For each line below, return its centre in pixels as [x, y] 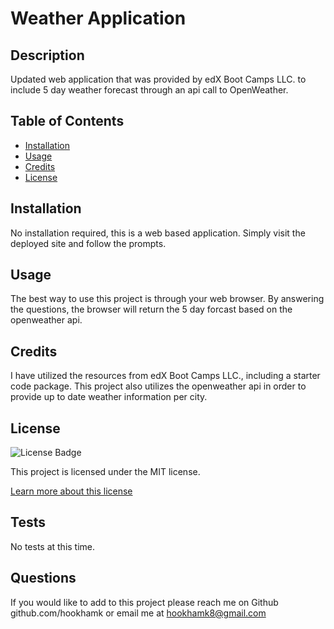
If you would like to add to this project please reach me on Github [144, 602]
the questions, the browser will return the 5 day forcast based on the [151, 309]
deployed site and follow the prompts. [88, 243]
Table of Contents [67, 121]
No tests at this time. [53, 546]
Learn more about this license [71, 491]
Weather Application [98, 18]
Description [47, 55]
